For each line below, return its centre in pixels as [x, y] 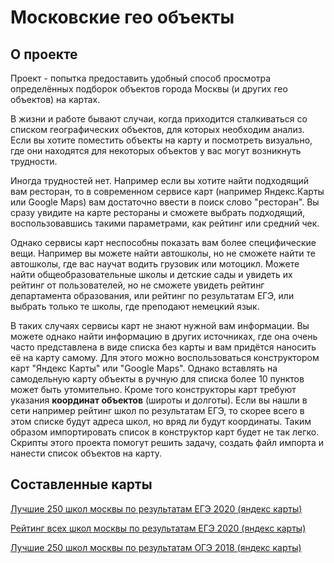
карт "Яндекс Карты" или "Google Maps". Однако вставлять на [144, 368]
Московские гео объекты [122, 17]
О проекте [44, 54]
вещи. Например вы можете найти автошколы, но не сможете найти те [163, 253]
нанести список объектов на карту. [86, 453]
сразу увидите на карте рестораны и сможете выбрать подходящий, [158, 212]
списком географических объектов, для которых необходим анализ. [157, 129]
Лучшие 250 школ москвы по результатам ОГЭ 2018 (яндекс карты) [156, 547]
